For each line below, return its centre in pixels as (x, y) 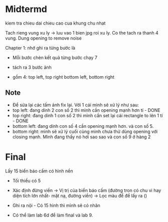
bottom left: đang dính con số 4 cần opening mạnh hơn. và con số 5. (83, 126)
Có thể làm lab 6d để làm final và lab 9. (53, 215)
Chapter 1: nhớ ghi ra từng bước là (40, 48)
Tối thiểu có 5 (27, 180)
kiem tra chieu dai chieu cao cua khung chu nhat (55, 23)
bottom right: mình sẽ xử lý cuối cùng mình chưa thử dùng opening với (85, 131)
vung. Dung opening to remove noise (43, 38)
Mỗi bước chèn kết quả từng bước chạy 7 (55, 57)
